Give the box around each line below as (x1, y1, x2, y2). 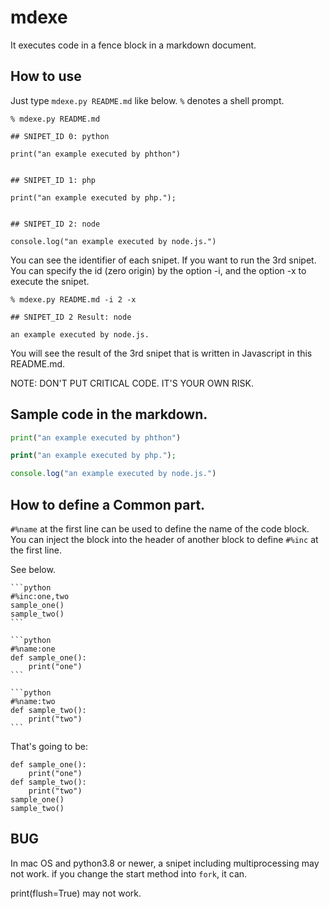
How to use (10, 68, 82, 85)
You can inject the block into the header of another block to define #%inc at (10, 534, 319, 545)
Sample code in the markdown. (10, 406, 208, 423)
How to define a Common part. (10, 496, 206, 513)
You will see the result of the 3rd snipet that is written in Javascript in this (10, 347, 313, 359)
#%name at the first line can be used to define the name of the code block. (10, 523, 310, 535)
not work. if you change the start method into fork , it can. (10, 867, 248, 880)
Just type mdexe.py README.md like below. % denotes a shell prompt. (10, 94, 285, 106)
